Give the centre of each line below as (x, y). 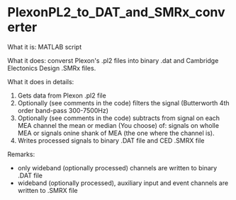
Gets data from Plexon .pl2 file (62, 95)
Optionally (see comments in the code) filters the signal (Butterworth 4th (123, 102)
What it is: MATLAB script (45, 47)
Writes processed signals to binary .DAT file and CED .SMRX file (111, 140)
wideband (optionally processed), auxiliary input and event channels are (123, 183)
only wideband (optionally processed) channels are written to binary (117, 167)
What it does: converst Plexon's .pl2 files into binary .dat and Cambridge (113, 60)
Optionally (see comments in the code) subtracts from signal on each (119, 118)
